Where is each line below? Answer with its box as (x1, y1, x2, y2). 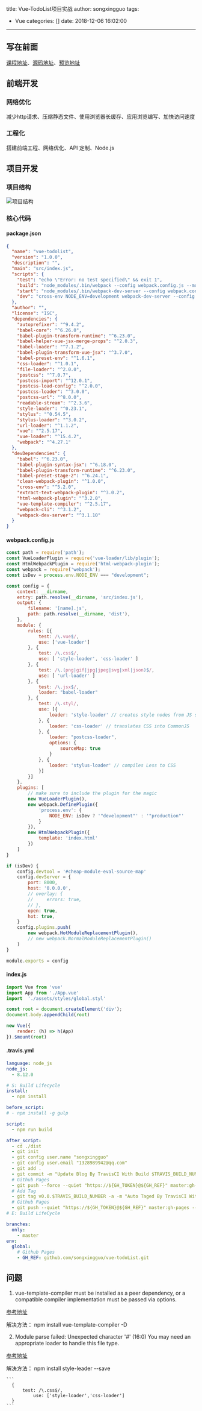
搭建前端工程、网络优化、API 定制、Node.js (6, 144, 114, 151)
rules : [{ (28, 627, 52, 634)
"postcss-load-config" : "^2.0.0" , (17, 383, 103, 389)
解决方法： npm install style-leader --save (6, 1365, 111, 1372)
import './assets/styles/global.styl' (6, 995, 106, 1002)
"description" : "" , (11, 260, 61, 266)
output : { (17, 600, 42, 606)
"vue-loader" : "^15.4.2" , (17, 433, 82, 440)
